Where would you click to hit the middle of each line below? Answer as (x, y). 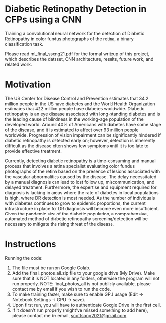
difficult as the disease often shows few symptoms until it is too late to (77, 146)
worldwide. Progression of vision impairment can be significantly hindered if (83, 135)
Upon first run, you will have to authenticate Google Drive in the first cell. (86, 305)
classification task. (24, 44)
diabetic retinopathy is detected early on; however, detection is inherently (80, 140)
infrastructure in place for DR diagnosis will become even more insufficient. (82, 208)
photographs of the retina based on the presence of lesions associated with (83, 171)
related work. (19, 64)
